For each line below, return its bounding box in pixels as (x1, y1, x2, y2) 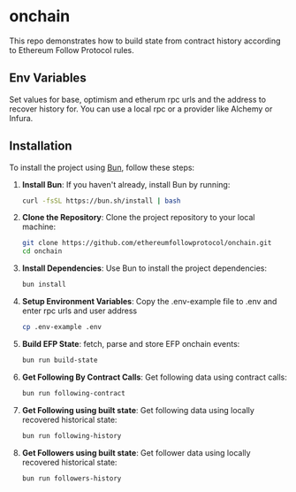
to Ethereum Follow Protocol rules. (9, 44, 134, 55)
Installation (9, 139, 72, 154)
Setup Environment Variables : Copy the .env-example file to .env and (21, 296, 277, 307)
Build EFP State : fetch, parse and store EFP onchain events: (21, 338, 240, 349)
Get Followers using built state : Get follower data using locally (21, 447, 251, 457)
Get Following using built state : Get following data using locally (21, 404, 254, 415)
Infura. (9, 112, 34, 123)
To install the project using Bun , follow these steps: (9, 162, 195, 173)
